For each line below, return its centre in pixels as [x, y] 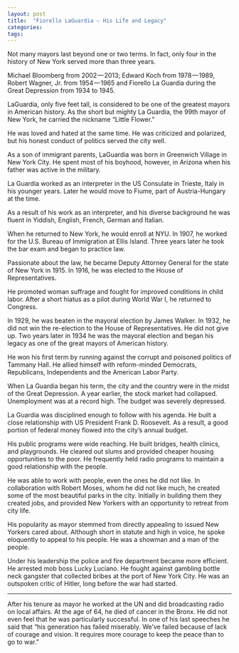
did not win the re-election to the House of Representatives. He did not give [118, 328]
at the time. [24, 199]
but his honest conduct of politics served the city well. [87, 141]
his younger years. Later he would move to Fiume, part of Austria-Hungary [117, 191]
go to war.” [23, 642]
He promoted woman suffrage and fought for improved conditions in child [115, 292]
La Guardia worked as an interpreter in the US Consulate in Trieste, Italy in [116, 184]
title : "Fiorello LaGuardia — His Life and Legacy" [87, 21]
